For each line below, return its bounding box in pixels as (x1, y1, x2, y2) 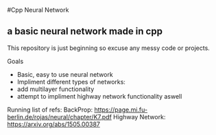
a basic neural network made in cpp (7, 25, 163, 37)
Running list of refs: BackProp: (7, 106, 93, 114)
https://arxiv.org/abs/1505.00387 (7, 120, 101, 128)
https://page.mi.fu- (94, 106, 148, 114)
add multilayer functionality (16, 85, 95, 93)
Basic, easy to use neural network (16, 70, 113, 78)
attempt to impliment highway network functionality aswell (16, 92, 182, 100)
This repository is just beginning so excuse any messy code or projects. (7, 44, 211, 52)
